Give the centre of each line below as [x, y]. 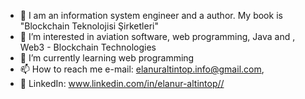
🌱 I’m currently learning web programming [107, 58]
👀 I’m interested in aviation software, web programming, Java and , [157, 36]
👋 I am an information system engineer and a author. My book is [151, 15]
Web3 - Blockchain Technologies [88, 47]
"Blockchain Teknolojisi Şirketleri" [89, 26]
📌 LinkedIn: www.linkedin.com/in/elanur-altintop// [122, 83]
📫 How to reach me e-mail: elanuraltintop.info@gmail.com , [142, 69]
